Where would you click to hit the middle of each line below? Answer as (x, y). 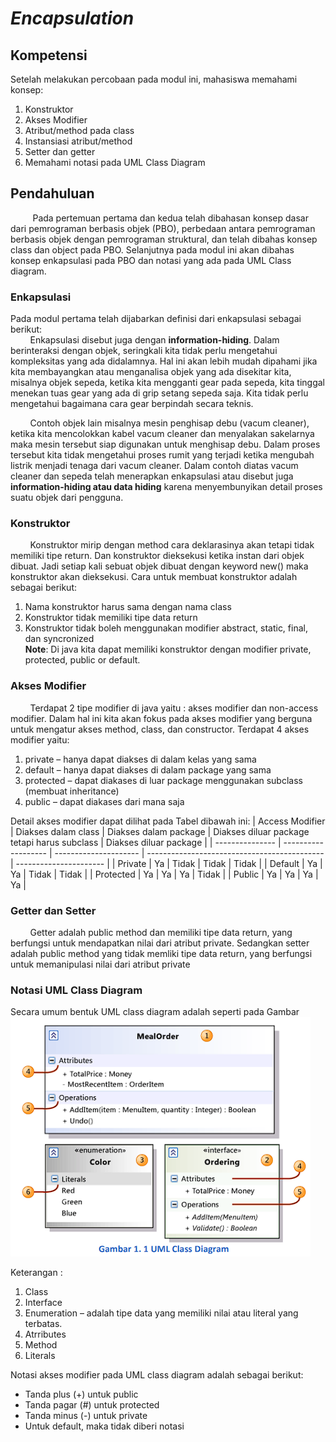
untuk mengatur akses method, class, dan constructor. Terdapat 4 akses (160, 729)
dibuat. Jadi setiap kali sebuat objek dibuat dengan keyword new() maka (159, 566)
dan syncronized (59, 639)
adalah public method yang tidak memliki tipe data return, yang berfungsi (161, 953)
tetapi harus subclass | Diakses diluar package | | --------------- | (146, 842)
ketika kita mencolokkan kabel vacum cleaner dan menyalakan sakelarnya (162, 434)
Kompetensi (49, 55)
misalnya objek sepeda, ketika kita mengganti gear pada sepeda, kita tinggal (167, 383)
